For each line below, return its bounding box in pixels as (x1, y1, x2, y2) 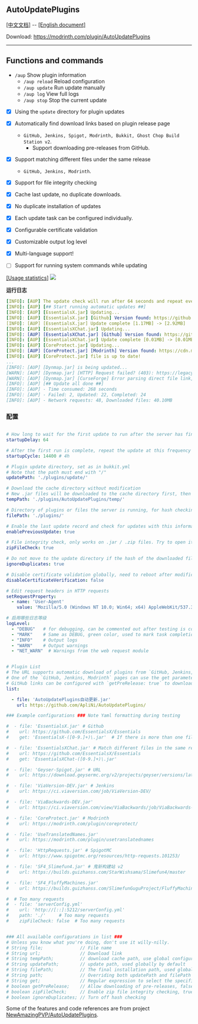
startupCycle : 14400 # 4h (6, 453, 70, 459)
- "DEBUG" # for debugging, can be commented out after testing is (11, 626, 186, 632)
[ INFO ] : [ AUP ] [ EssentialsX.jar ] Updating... (6, 310, 120, 316)
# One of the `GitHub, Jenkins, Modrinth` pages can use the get (6, 675, 170, 681)
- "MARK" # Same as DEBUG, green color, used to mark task (11, 631, 167, 637)
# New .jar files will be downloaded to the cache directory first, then (6, 491, 192, 497)
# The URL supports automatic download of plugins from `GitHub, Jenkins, (6, 669, 194, 676)
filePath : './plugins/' (6, 513, 65, 519)
